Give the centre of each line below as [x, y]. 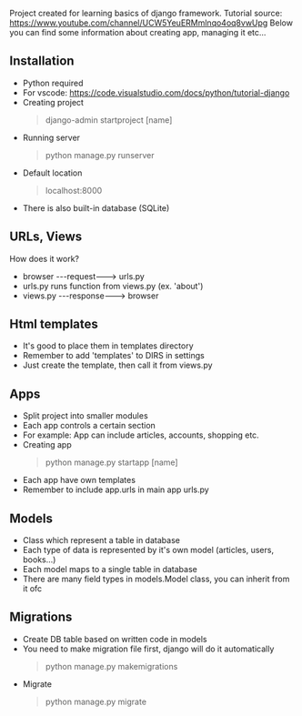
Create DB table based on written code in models [115, 639]
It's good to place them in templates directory [108, 346]
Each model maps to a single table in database [110, 570]
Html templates [54, 324]
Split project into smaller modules [85, 416]
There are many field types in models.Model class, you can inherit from [156, 579]
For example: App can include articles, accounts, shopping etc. [141, 435]
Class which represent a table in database [101, 540]
